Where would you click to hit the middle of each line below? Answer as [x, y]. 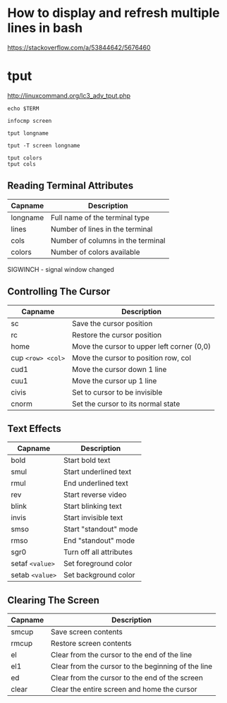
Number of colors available [95, 252]
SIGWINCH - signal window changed [61, 269]
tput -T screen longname [44, 145]
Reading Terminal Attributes [70, 186]
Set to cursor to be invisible [117, 392]
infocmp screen [30, 121]
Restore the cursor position [117, 335]
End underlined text [96, 483]
